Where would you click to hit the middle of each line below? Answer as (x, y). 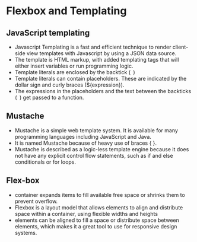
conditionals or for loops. (45, 162)
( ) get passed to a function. (49, 97)
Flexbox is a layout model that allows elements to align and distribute (99, 207)
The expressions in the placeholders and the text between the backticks (103, 91)
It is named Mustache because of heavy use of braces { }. (86, 143)
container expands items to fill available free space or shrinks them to (100, 195)
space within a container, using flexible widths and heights (86, 214)
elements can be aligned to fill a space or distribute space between (97, 220)
